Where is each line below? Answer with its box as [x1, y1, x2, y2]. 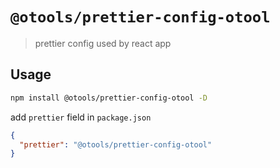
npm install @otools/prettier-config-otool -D [10, 93, 208, 103]
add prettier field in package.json [10, 111, 152, 123]
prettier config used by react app [34, 37, 172, 49]
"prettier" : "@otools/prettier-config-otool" [19, 139, 213, 150]
